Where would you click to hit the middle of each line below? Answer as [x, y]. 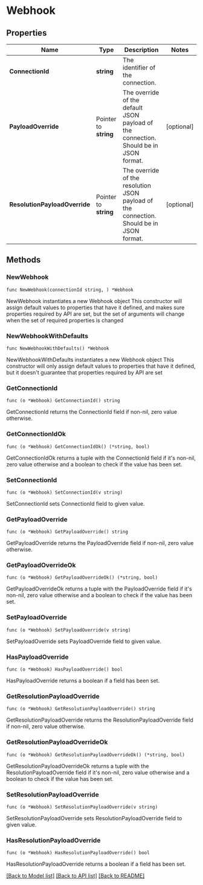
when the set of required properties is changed [65, 320]
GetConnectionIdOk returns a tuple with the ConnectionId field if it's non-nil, [101, 458]
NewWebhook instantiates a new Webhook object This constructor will [94, 301]
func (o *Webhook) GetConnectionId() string [63, 401]
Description [141, 50]
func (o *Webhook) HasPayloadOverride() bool [64, 670]
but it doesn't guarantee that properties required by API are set [85, 372]
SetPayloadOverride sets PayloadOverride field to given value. [84, 641]
